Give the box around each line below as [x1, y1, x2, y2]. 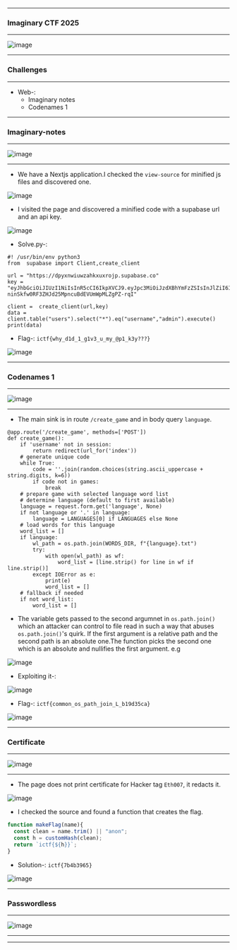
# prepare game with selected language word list [20, 491, 169, 498]
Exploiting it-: [17, 672, 56, 680]
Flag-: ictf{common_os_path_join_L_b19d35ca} [17, 700, 151, 708]
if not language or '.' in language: [20, 509, 131, 516]
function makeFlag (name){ [7, 821, 83, 828]
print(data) [7, 321, 42, 329]
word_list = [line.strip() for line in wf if [57, 559, 194, 566]
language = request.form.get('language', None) [20, 503, 162, 510]
